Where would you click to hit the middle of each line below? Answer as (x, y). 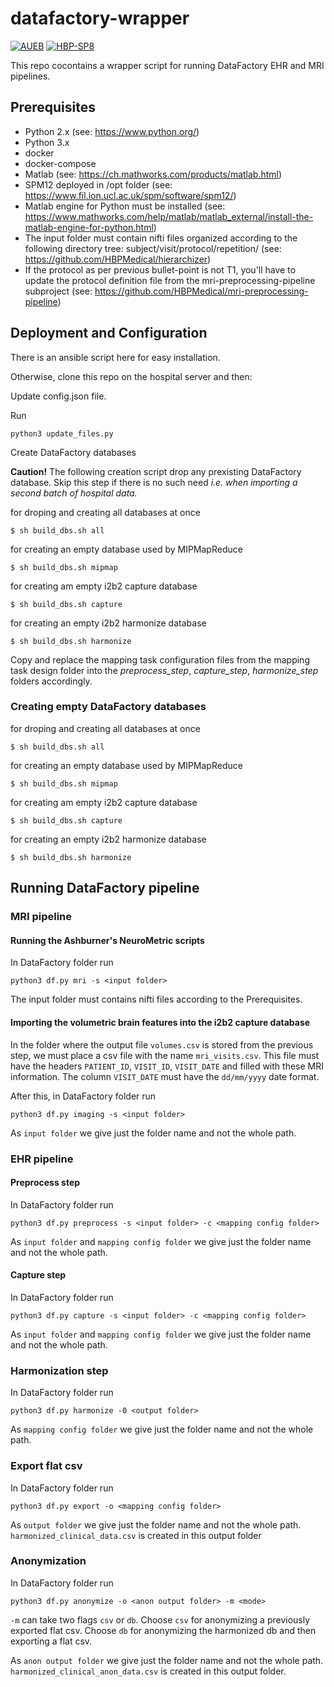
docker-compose (60, 163)
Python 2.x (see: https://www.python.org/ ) (112, 131)
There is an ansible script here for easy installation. (115, 357)
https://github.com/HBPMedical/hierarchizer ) (118, 259)
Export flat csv (46, 1466)
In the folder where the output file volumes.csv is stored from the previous (162, 1044)
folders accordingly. (51, 681)
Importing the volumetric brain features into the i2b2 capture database (160, 1022)
